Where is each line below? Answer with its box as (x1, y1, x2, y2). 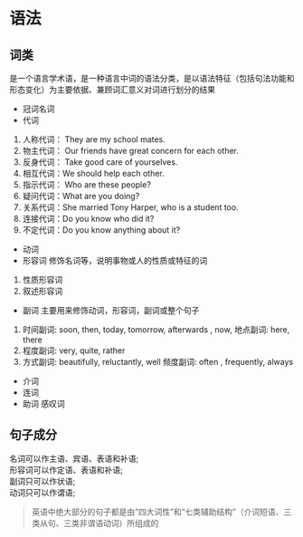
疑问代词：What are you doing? (22, 191, 140, 201)
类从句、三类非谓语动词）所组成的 (31, 517, 159, 528)
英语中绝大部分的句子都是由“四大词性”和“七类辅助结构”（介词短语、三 (31, 506, 292, 517)
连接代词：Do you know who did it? (22, 214, 155, 224)
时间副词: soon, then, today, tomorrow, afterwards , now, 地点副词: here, (22, 324, 290, 335)
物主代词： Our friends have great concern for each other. (22, 146, 240, 156)
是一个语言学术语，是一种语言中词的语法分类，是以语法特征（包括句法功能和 (9, 73, 295, 83)
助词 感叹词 (22, 398, 65, 408)
